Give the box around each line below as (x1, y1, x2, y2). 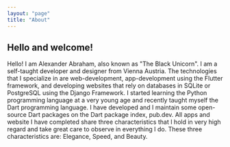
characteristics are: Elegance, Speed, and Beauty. (7, 133, 149, 141)
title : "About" (7, 16, 51, 23)
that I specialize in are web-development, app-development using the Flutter (7, 75, 223, 83)
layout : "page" (7, 10, 51, 17)
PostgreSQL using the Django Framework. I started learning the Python (7, 89, 207, 97)
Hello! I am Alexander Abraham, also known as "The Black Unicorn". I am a (7, 59, 218, 68)
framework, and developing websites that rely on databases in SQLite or (7, 81, 211, 90)
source (7, 111, 27, 119)
